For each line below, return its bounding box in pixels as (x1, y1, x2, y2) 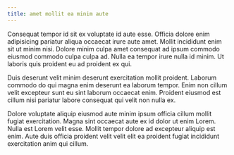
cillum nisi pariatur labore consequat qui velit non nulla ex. (7, 96, 176, 104)
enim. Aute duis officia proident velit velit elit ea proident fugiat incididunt (7, 132, 220, 140)
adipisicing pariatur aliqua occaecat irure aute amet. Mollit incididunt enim (7, 37, 222, 46)
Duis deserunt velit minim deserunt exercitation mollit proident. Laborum (7, 73, 217, 82)
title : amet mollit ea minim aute (7, 10, 109, 18)
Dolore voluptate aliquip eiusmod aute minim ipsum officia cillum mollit (7, 109, 212, 118)
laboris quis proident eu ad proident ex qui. (7, 59, 133, 68)
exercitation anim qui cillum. (7, 139, 89, 148)
